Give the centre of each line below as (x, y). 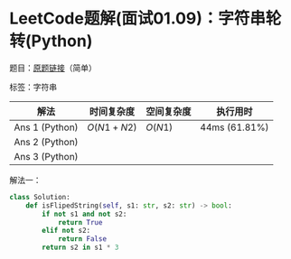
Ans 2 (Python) (46, 142)
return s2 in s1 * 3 (80, 248)
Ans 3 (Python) (46, 156)
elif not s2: (66, 231)
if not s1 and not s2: (84, 214)
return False (82, 239)
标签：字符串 (33, 87)
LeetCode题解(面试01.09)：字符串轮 (145, 18)
